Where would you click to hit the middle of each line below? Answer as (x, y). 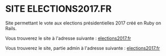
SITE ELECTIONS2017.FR (58, 9)
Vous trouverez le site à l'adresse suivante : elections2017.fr (68, 38)
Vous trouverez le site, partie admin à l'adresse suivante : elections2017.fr (82, 48)
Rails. (11, 28)
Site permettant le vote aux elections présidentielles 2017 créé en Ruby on (83, 23)
